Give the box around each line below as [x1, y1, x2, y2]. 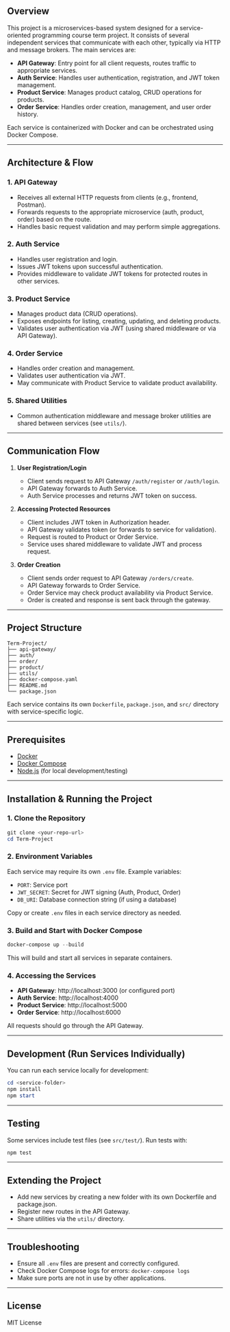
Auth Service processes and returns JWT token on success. [27, 491, 197, 500]
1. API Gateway [7, 178, 58, 187]
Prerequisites [7, 734, 66, 746]
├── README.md [7, 682, 48, 689]
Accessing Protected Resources [16, 505, 111, 513]
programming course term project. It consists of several [31, 31, 190, 39]
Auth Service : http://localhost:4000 [16, 994, 118, 1002]
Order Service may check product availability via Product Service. [27, 588, 214, 597]
